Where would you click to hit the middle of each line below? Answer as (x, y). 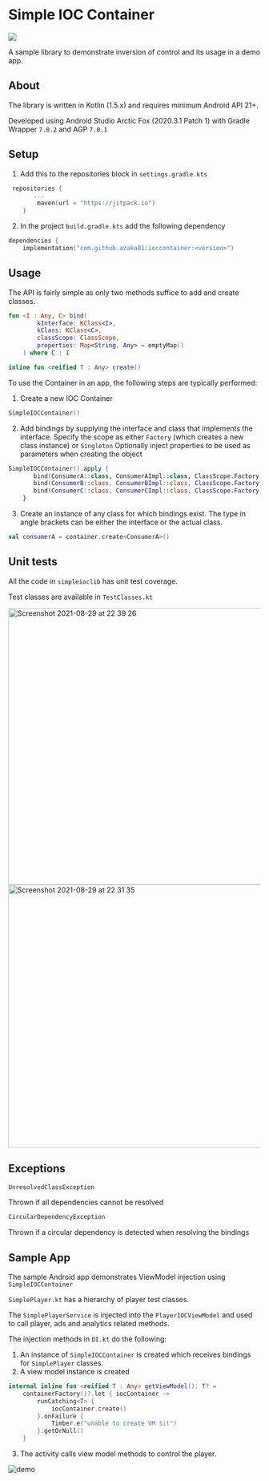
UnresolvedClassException (51, 1187)
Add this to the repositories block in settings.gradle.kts (114, 173)
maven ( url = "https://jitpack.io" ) (96, 203)
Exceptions (37, 1169)
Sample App (39, 1258)
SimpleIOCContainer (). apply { (59, 468)
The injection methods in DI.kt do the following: (87, 1339)
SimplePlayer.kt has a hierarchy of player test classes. (99, 1300)
